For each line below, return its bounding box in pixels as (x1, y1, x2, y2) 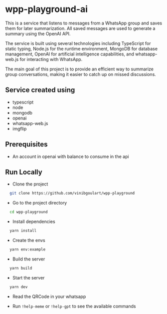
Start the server (12, 274, 45, 280)
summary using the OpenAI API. (5, 30, 71, 36)
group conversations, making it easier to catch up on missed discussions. (5, 71, 156, 77)
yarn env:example (9, 247, 46, 252)
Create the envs (12, 237, 46, 243)
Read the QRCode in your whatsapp (12, 293, 86, 299)
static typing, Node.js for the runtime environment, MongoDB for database (5, 45, 158, 51)
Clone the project (12, 181, 48, 187)
